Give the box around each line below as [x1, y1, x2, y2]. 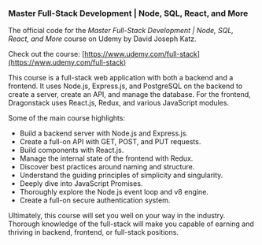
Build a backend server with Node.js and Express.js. [19, 128, 189, 138]
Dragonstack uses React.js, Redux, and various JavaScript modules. [8, 98, 230, 108]
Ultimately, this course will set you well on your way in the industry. [8, 211, 226, 221]
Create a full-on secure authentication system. [19, 195, 171, 205]
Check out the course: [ [8, 50, 85, 59]
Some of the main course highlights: [8, 113, 126, 123]
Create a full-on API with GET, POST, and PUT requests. [19, 137, 201, 147]
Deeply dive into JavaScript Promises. [19, 179, 143, 188]
